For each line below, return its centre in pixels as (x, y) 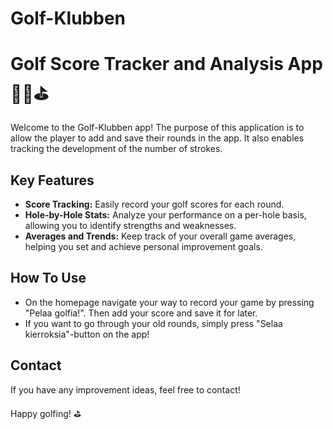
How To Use (48, 278)
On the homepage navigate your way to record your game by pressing (169, 302)
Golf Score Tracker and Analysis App (166, 64)
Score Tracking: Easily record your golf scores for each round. (154, 204)
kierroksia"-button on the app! (87, 334)
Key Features (52, 180)
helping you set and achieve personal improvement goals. (143, 246)
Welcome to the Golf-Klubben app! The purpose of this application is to (157, 128)
